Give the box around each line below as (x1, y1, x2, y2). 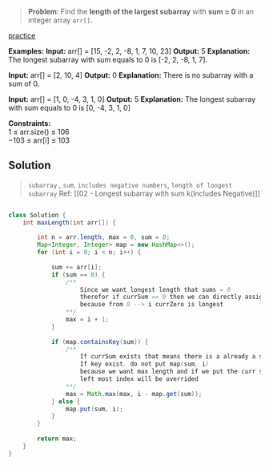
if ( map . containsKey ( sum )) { (50, 338, 149, 346)
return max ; (37, 435, 78, 443)
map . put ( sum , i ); (65, 405, 124, 413)
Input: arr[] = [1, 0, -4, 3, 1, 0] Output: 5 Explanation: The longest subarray (8, 95, 256, 103)
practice (8, 31, 36, 40)
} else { (50, 397, 81, 406)
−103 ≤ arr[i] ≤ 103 (8, 135, 70, 145)
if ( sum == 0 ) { (50, 270, 106, 279)
